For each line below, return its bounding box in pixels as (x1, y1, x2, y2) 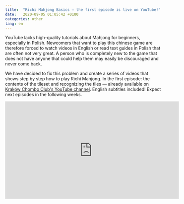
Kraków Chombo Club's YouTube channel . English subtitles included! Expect (5, 86, 161, 92)
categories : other (5, 16, 43, 21)
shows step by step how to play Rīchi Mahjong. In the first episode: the (5, 76, 150, 82)
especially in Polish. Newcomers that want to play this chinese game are (5, 40, 153, 46)
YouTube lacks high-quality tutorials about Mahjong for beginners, (5, 35, 140, 41)
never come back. (5, 61, 42, 67)
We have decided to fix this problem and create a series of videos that (5, 70, 149, 77)
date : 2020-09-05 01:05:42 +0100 (5, 12, 79, 17)
